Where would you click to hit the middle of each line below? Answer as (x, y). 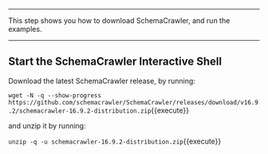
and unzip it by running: (47, 125)
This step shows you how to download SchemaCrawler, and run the (119, 20)
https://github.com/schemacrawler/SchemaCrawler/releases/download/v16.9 (134, 102)
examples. (25, 29)
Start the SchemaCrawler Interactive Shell (115, 62)
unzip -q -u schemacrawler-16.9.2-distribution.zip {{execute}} (115, 141)
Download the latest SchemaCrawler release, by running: (102, 81)
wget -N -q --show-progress (55, 95)
